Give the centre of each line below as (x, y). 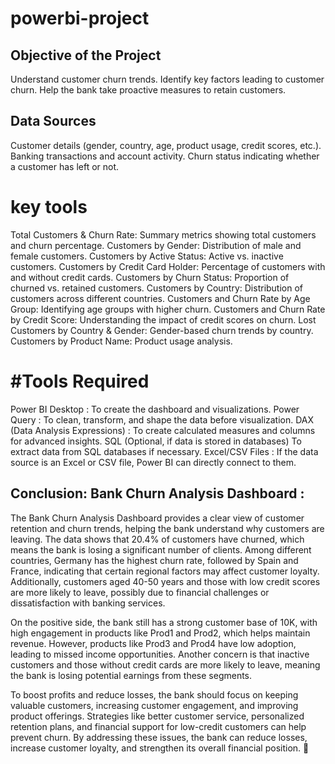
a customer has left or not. (65, 166)
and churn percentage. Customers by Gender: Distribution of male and (156, 245)
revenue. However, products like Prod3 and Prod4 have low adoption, (153, 643)
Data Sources (53, 121)
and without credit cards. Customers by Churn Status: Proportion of (150, 277)
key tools (49, 207)
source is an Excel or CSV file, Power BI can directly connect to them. (153, 462)
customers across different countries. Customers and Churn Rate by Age (160, 298)
